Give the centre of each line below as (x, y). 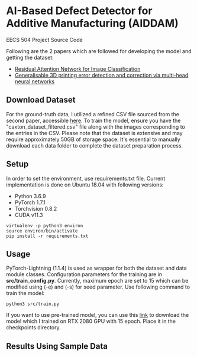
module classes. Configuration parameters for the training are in (84, 274)
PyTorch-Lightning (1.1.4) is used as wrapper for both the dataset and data (97, 268)
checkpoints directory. (33, 327)
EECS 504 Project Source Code (44, 40)
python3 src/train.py (33, 304)
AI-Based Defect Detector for (79, 11)
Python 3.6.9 (30, 196)
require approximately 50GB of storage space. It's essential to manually (93, 139)
